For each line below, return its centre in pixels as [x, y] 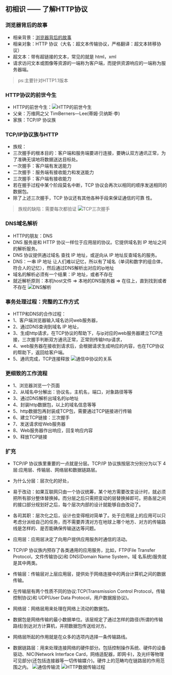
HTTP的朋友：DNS [33, 236]
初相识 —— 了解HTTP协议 [47, 9]
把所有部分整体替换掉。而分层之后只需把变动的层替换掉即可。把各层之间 [89, 498]
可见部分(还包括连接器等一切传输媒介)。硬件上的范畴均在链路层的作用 [87, 661]
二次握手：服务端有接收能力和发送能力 [53, 172]
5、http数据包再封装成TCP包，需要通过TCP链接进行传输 [72, 411]
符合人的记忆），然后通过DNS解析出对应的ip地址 [63, 268]
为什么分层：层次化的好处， [42, 481]
